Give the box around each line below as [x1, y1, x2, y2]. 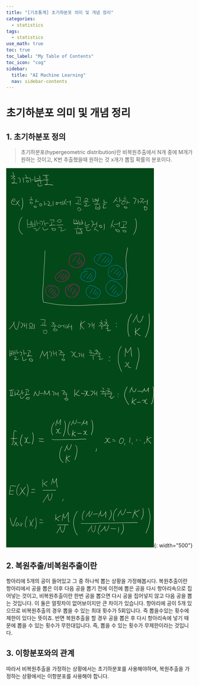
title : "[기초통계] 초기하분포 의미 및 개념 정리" [6, 9, 114, 15]
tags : [6, 28, 20, 34]
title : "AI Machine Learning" [11, 72, 86, 78]
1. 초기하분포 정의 [6, 132, 66, 142]
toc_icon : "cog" [6, 59, 46, 65]
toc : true [6, 47, 31, 53]
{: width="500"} [153, 542, 193, 549]
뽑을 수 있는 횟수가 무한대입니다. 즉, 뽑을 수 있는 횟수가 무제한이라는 [17, 622, 174, 629]
